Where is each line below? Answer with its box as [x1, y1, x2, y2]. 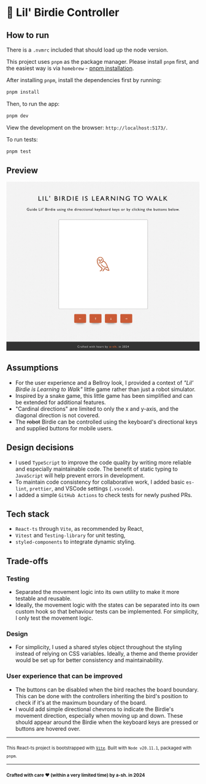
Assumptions [6, 363, 59, 373]
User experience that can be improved [6, 672, 123, 680]
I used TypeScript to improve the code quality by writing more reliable [15, 459, 192, 466]
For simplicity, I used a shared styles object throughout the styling [15, 644, 182, 651]
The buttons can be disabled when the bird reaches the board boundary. [15, 686, 199, 693]
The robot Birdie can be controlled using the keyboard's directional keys [15, 418, 198, 425]
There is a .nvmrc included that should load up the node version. [6, 46, 169, 53]
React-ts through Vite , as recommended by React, [15, 525, 144, 533]
